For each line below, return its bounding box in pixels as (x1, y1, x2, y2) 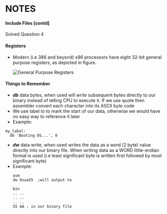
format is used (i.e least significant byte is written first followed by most (12, 152, 162, 158)
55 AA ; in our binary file (12, 204, 72, 209)
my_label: (5, 128, 26, 134)
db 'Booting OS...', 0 (10, 133, 58, 138)
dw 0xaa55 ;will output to (12, 177, 72, 182)
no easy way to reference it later (12, 113, 80, 119)
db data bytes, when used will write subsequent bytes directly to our (12, 92, 156, 98)
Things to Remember (5, 81, 51, 87)
